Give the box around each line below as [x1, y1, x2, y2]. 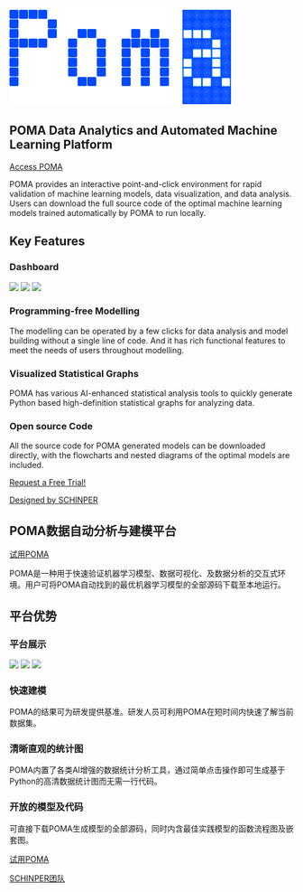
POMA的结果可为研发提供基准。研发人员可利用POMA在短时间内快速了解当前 [9, 707, 294, 718]
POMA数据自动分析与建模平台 [9, 523, 178, 539]
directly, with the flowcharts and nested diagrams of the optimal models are [9, 450, 290, 461]
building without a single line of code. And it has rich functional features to [9, 334, 286, 346]
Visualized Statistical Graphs [9, 367, 140, 380]
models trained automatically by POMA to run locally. [9, 207, 207, 218]
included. [9, 460, 44, 471]
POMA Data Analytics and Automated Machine [9, 123, 278, 138]
